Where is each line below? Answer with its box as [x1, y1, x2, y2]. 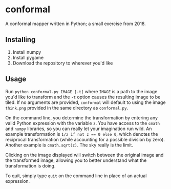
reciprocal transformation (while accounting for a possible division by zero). [5, 136, 165, 142]
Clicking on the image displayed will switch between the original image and [5, 152, 164, 158]
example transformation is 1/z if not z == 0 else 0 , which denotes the [5, 131, 158, 137]
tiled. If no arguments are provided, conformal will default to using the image [5, 99, 166, 106]
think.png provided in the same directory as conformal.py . [5, 104, 129, 111]
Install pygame [12, 54, 44, 60]
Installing [5, 35, 36, 44]
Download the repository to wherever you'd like [12, 60, 113, 66]
